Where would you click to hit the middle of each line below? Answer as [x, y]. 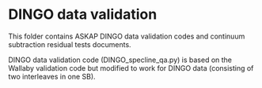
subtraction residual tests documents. [70, 44]
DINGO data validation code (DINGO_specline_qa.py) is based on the [120, 60]
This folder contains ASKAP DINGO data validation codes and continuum [127, 36]
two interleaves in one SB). [52, 76]
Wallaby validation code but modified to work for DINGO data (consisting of [131, 68]
